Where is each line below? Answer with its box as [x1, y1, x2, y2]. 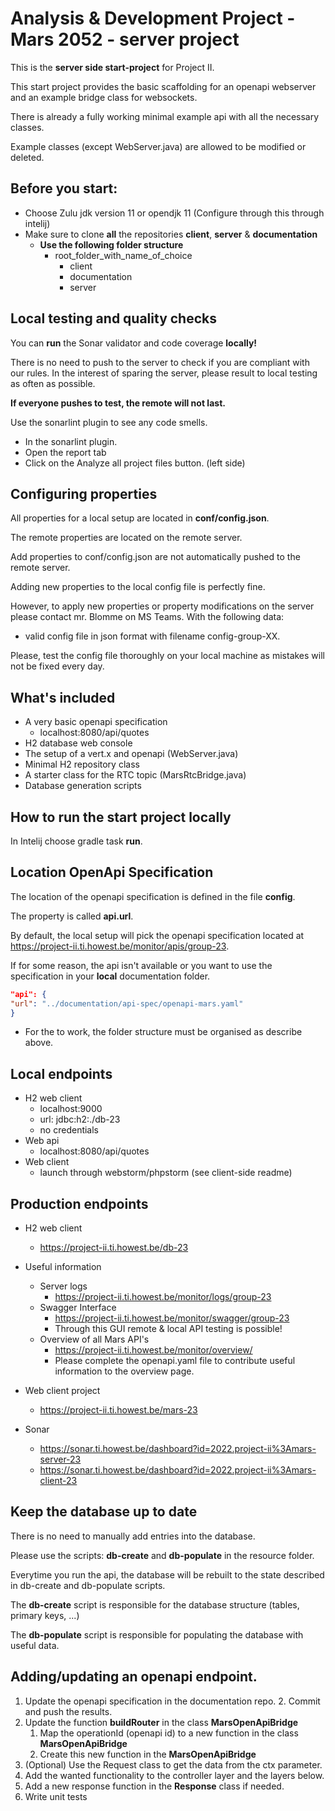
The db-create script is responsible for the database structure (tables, [10, 1598, 300, 1611]
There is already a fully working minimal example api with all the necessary [10, 110, 320, 122]
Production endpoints [10, 1195, 149, 1212]
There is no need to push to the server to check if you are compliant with [10, 356, 310, 368]
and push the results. [24, 1705, 113, 1717]
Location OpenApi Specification [10, 864, 214, 881]
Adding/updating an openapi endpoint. [10, 1668, 258, 1686]
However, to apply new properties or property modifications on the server [10, 600, 315, 612]
